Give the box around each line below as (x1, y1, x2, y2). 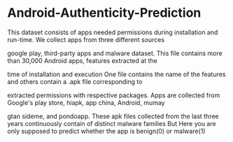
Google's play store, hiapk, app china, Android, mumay (7, 98, 166, 106)
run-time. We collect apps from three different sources (7, 35, 165, 43)
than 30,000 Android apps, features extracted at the (7, 56, 157, 64)
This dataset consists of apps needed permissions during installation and (7, 28, 218, 36)
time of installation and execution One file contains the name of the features (7, 70, 226, 78)
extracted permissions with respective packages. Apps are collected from (7, 91, 220, 99)
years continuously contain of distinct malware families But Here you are (7, 119, 216, 127)
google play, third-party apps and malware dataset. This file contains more (7, 49, 223, 57)
